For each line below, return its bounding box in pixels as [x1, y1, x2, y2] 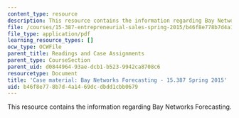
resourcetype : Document [7, 70, 78, 77]
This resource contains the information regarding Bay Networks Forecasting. [7, 102, 232, 111]
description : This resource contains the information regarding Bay [7, 17, 215, 24]
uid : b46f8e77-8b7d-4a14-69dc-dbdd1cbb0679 [7, 83, 139, 90]
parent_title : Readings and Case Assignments [7, 50, 144, 58]
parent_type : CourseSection [7, 57, 91, 64]
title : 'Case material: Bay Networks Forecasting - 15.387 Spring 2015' [7, 76, 228, 84]
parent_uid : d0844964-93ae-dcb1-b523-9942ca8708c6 [7, 63, 161, 70]
